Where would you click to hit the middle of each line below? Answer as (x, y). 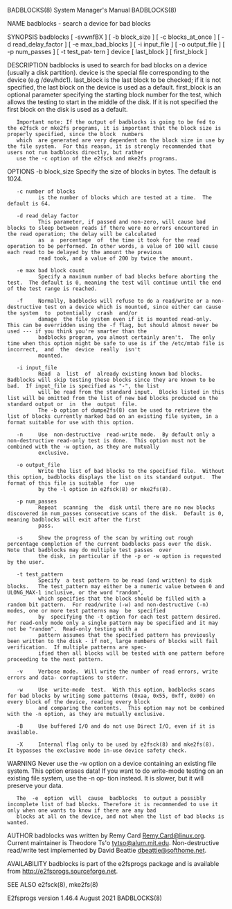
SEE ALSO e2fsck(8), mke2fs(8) (53, 884)
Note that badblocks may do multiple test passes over (89, 550)
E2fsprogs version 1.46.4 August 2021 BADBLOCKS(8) (85, 898)
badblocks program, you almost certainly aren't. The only (126, 337)
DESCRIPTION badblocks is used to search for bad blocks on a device (107, 65)
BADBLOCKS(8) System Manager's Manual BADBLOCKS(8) (92, 10)
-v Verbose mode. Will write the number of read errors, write (117, 672)
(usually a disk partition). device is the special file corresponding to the (108, 73)
